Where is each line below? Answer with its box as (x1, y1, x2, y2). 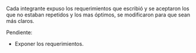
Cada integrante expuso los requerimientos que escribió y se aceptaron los (6, 5, 189, 12)
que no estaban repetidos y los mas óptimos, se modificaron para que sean (6, 11, 191, 18)
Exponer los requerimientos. (14, 41, 84, 47)
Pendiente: (6, 29, 33, 36)
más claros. (6, 18, 34, 24)
